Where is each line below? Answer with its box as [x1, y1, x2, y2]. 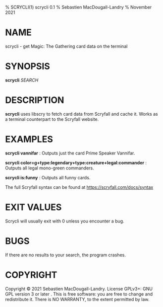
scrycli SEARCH [5, 77, 39, 83]
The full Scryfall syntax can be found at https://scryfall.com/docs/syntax [5, 184, 154, 190]
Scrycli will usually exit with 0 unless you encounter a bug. [5, 218, 125, 224]
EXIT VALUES [5, 201, 62, 213]
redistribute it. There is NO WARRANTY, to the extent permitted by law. [5, 296, 150, 302]
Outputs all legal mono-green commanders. [5, 165, 94, 171]
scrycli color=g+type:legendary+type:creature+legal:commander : [5, 159, 147, 165]
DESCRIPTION [5, 94, 64, 106]
